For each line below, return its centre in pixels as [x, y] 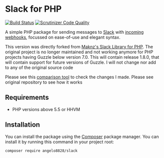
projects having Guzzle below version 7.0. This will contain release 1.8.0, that [82, 57]
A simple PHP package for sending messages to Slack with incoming [74, 32]
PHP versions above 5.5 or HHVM [46, 109]
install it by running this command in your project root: [59, 142]
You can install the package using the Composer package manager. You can [82, 136]
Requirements [27, 98]
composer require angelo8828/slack [41, 151]
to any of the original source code [39, 68]
